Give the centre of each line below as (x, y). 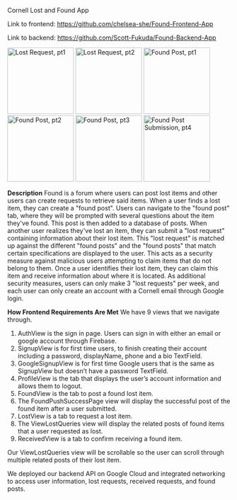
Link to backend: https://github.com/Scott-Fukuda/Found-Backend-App (112, 38)
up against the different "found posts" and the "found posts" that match (112, 246)
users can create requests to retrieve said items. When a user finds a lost (114, 200)
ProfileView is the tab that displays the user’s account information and (119, 379)
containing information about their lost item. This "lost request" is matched (116, 238)
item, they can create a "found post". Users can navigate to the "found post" (118, 208)
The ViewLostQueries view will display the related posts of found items (121, 424)
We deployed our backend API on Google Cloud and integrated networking (116, 473)
